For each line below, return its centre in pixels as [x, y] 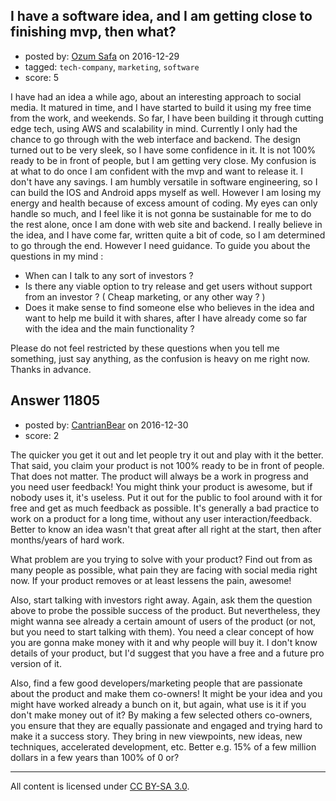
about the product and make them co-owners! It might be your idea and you [166, 693]
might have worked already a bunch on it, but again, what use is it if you [158, 704]
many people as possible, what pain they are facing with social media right [164, 570]
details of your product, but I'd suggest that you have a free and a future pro [167, 653]
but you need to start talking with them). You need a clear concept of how [162, 631]
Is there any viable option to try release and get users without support [168, 286]
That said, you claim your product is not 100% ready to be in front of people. [167, 465]
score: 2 [42, 435]
